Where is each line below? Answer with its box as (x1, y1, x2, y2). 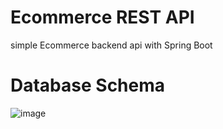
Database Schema (10, 74, 166, 97)
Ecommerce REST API (10, 6, 195, 29)
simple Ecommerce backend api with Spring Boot (10, 39, 213, 51)
